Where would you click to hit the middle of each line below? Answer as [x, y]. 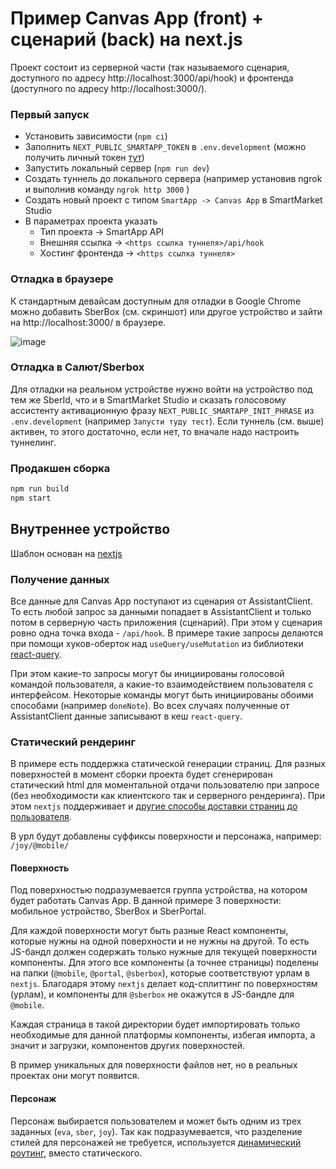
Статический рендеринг [73, 742]
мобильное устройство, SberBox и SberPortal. [108, 911]
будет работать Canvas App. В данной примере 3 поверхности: [146, 901]
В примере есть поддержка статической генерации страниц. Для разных [168, 764]
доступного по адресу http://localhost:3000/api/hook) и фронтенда [152, 78]
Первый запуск [50, 114]
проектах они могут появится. [75, 1076]
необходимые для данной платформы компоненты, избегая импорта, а [163, 1035]
